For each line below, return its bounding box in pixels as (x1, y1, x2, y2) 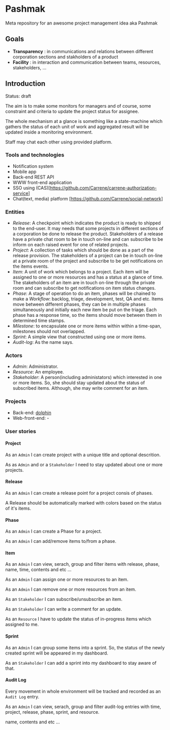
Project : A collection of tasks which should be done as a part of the (12, 247, 154, 253)
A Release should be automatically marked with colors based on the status (5, 500, 162, 506)
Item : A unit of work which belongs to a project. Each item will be (12, 269, 149, 275)
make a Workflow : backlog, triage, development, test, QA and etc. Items (12, 296, 164, 302)
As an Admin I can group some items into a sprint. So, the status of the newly (5, 644, 165, 650)
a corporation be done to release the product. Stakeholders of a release (12, 231, 163, 237)
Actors (5, 352, 23, 359)
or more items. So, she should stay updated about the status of (12, 380, 145, 386)
